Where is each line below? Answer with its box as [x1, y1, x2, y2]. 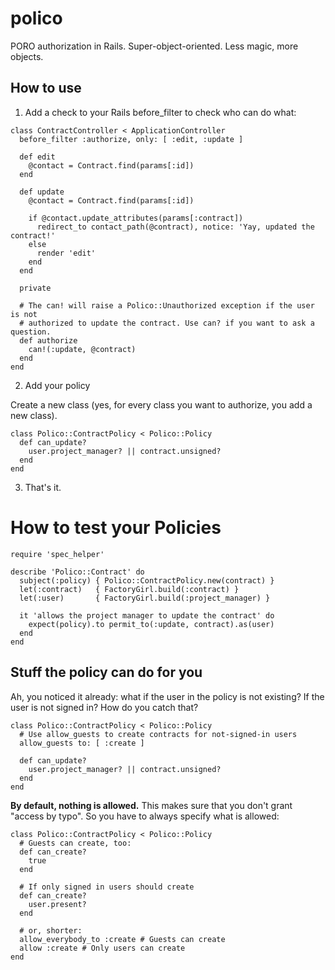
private [19, 283, 52, 293]
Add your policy [24, 379, 91, 391]
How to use [10, 80, 82, 97]
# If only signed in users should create [19, 882, 195, 892]
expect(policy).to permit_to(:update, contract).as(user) [28, 619, 275, 629]
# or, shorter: [19, 925, 83, 936]
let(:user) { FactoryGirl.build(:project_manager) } [19, 593, 271, 603]
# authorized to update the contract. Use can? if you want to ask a [19, 318, 315, 328]
